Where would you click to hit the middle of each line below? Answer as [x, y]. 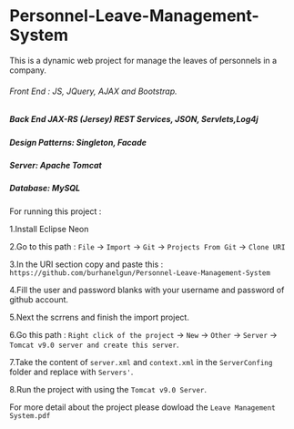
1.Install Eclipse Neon [49, 229]
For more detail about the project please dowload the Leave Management [142, 407]
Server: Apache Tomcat [56, 165]
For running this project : [56, 211]
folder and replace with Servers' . [71, 372]
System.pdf [30, 415]
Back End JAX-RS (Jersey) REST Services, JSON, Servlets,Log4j [134, 119]
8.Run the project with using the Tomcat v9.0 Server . [108, 389]
